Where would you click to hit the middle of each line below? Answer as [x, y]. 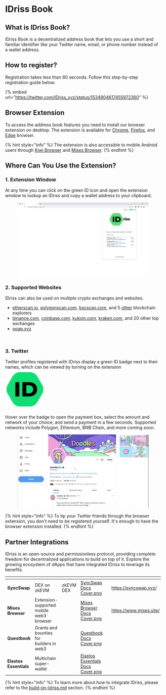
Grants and [46, 628]
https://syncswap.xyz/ [134, 588]
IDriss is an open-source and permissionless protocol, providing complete [80, 554]
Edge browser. [20, 135]
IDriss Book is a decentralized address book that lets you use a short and [80, 39]
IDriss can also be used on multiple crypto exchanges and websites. [75, 298]
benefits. [14, 570]
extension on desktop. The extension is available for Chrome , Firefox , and [80, 130]
